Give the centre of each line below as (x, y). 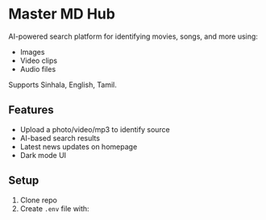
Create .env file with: (55, 208)
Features (31, 110)
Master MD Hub (62, 14)
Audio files (38, 68)
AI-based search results (60, 138)
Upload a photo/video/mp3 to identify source (95, 129)
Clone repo (39, 200)
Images (32, 52)
